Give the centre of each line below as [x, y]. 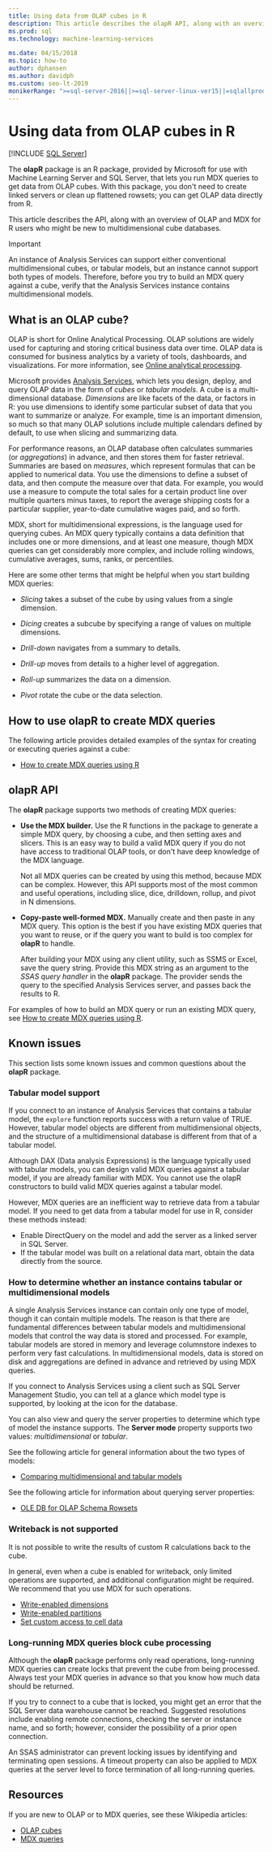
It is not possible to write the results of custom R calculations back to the [130, 1547]
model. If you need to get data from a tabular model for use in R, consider [131, 1210]
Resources [36, 1795]
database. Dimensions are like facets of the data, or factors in [153, 398]
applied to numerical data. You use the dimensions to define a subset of [128, 474]
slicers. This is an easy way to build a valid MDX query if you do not [133, 842]
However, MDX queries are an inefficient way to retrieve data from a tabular [134, 1202]
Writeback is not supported [64, 1530]
